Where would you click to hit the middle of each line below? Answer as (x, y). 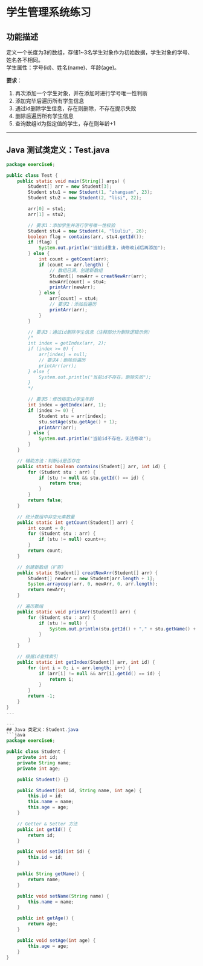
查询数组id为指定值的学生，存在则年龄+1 (65, 124)
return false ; (46, 500)
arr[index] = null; (63, 355)
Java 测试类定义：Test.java (58, 150)
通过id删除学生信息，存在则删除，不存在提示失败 (76, 108)
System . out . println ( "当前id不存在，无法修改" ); (95, 439)
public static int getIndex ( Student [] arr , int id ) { (86, 662)
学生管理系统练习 (49, 12)
